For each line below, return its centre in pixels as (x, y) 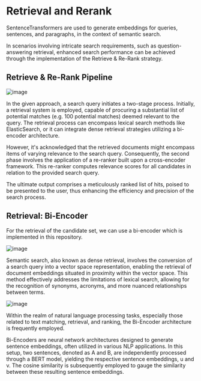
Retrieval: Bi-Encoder (47, 216)
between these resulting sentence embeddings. (65, 371)
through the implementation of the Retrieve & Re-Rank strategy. (85, 58)
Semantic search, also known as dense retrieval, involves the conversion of (99, 260)
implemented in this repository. (44, 237)
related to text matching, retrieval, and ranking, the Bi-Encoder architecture (99, 322)
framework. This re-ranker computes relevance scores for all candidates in (99, 166)
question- (169, 46)
